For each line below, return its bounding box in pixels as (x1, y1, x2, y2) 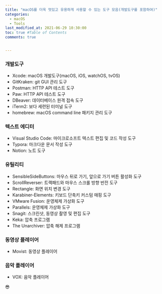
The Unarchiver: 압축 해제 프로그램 (12, 222, 81, 228)
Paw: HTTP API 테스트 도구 (12, 91, 66, 97)
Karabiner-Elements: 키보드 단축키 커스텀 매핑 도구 (12, 192, 111, 198)
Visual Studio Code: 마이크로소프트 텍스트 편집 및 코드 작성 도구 (12, 135, 136, 141)
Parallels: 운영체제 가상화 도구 (12, 204, 70, 210)
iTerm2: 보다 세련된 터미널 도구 (12, 104, 73, 110)
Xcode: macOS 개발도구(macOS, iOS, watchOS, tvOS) (12, 73, 120, 79)
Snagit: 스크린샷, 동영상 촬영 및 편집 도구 (12, 210, 91, 216)
